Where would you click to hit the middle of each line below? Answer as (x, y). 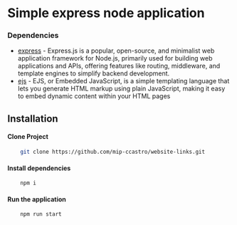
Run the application (37, 199)
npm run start (41, 214)
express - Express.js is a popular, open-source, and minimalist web (116, 51)
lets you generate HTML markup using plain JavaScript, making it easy (121, 89)
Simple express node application (106, 13)
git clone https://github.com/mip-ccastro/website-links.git (112, 152)
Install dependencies (39, 168)
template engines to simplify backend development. (94, 73)
